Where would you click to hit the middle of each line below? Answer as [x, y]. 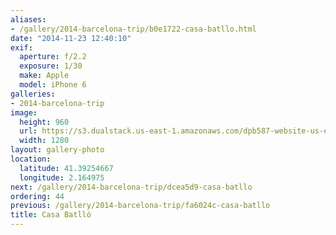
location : [31, 159]
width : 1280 [44, 141]
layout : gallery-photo [57, 150]
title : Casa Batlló [51, 215]
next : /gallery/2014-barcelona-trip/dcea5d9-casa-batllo [131, 187]
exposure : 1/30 [51, 66]
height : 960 [44, 122]
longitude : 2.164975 [62, 177]
